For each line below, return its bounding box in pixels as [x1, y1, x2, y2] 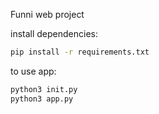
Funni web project [10, 9, 85, 20]
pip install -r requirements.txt [10, 47, 150, 57]
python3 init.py [10, 84, 78, 94]
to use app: [10, 65, 57, 77]
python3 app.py [10, 94, 74, 104]
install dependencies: [10, 28, 98, 39]
